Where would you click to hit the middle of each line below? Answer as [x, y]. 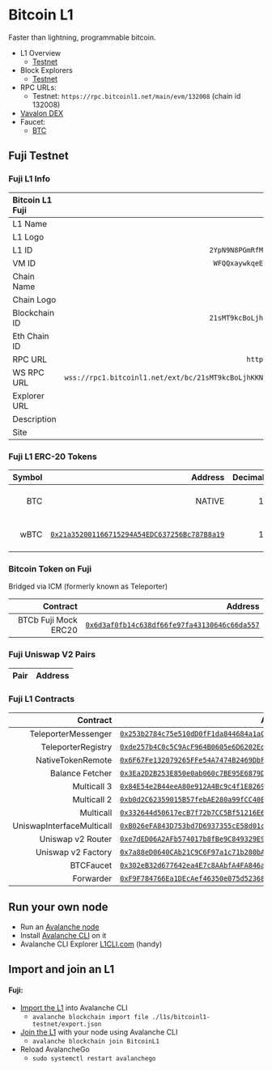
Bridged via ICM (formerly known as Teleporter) [88, 586]
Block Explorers [46, 70]
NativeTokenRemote [74, 760]
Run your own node [58, 907]
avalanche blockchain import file [90, 1018]
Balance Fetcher [81, 773]
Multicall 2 [92, 799]
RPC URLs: [38, 87]
